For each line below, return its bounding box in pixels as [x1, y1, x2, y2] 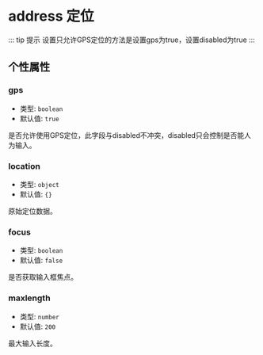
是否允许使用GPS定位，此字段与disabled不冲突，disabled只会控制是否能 [8, 130, 245, 139]
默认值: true [19, 113, 59, 123]
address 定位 [8, 7, 94, 25]
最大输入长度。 [8, 338, 57, 348]
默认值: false [19, 255, 63, 265]
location [8, 160, 41, 171]
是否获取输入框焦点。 [8, 273, 78, 282]
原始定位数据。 [8, 206, 57, 216]
